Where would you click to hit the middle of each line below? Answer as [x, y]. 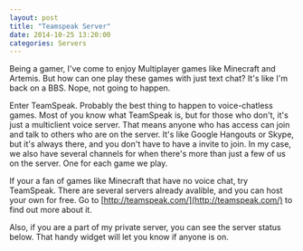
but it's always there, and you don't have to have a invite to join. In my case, [151, 144]
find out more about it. [51, 210]
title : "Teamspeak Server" [60, 26]
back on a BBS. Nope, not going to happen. [90, 88]
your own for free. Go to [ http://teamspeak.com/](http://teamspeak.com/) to [151, 200]
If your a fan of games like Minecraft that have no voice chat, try [129, 181]
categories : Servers [48, 43]
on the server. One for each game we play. [89, 163]
